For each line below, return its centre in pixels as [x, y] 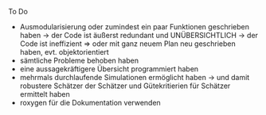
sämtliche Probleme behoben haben [79, 60]
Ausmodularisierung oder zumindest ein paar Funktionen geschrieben [134, 27]
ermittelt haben [45, 94]
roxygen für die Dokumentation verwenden [90, 103]
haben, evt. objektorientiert [64, 52]
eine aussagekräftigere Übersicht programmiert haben [109, 69]
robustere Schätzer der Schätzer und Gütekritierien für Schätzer [125, 86]
